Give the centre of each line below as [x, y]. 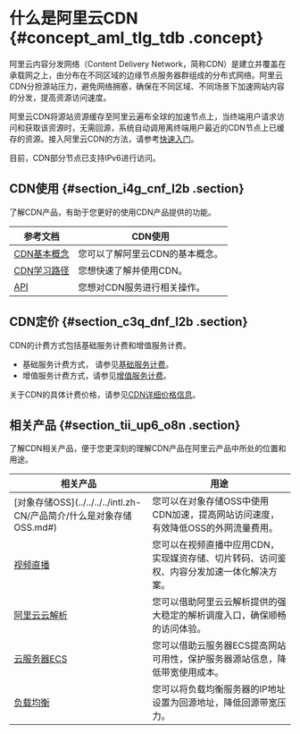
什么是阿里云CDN [74, 18]
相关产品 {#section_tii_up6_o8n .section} [125, 425]
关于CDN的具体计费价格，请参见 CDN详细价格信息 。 [105, 394]
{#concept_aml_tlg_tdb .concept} [137, 38]
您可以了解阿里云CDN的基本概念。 [150, 253]
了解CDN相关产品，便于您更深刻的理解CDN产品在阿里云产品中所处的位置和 [148, 448]
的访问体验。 [179, 629]
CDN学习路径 [42, 270]
